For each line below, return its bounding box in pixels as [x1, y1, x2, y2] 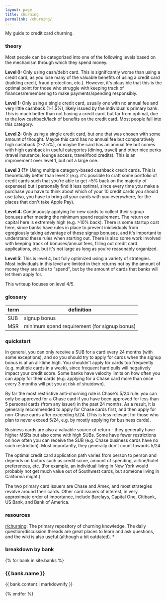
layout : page [5, 7, 32, 12]
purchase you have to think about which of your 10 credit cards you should [5, 188, 158, 194]
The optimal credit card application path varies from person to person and [5, 452, 157, 458]
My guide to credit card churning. [5, 30, 74, 36]
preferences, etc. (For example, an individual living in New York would [5, 463, 148, 469]
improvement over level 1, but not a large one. [5, 157, 98, 163]
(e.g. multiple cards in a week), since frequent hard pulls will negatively [5, 365, 151, 371]
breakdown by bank [5, 546, 54, 553]
